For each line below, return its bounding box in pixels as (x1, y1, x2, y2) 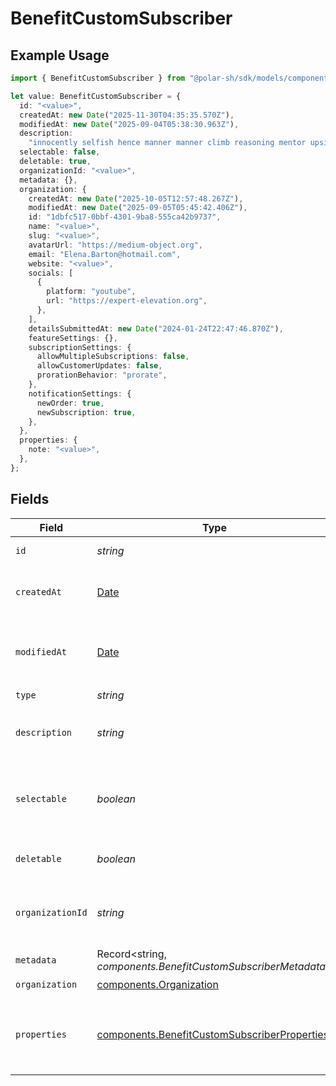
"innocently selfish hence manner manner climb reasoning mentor (28, 138, 307, 148)
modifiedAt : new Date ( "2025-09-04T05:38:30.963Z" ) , (19, 119, 240, 129)
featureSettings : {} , (28, 333, 118, 343)
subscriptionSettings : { (28, 342, 132, 352)
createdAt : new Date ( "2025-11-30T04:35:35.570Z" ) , (19, 110, 235, 120)
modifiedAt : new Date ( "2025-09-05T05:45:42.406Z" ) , (28, 203, 248, 213)
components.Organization (96, 978, 219, 992)
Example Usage (10, 47, 110, 64)
